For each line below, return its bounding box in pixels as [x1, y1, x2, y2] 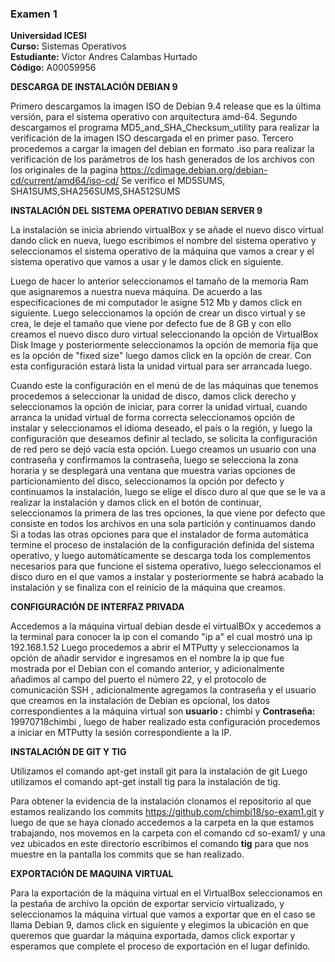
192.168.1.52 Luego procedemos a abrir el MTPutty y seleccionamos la [10, 642, 300, 654]
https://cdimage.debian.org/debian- [119, 164, 268, 176]
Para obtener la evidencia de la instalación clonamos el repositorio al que [10, 795, 312, 807]
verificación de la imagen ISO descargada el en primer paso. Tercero [10, 132, 294, 144]
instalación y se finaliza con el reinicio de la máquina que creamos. [10, 582, 286, 594]
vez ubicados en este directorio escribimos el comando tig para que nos [10, 838, 310, 850]
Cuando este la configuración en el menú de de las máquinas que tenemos [10, 380, 319, 392]
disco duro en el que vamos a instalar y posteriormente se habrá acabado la [10, 571, 324, 583]
